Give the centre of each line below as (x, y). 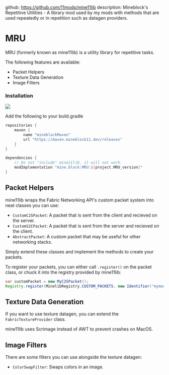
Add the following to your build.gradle (44, 116)
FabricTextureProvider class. (36, 319)
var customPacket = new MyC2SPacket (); (47, 281)
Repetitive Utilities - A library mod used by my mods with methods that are (82, 13)
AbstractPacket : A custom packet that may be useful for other (76, 236)
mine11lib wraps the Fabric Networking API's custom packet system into (80, 200)
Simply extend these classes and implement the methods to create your (79, 251)
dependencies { (21, 158)
